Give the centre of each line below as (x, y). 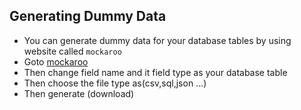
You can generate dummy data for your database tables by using (157, 40)
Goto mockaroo (56, 61)
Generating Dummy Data (88, 16)
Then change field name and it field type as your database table (155, 72)
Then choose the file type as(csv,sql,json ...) (115, 83)
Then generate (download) (79, 93)
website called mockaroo (72, 51)
